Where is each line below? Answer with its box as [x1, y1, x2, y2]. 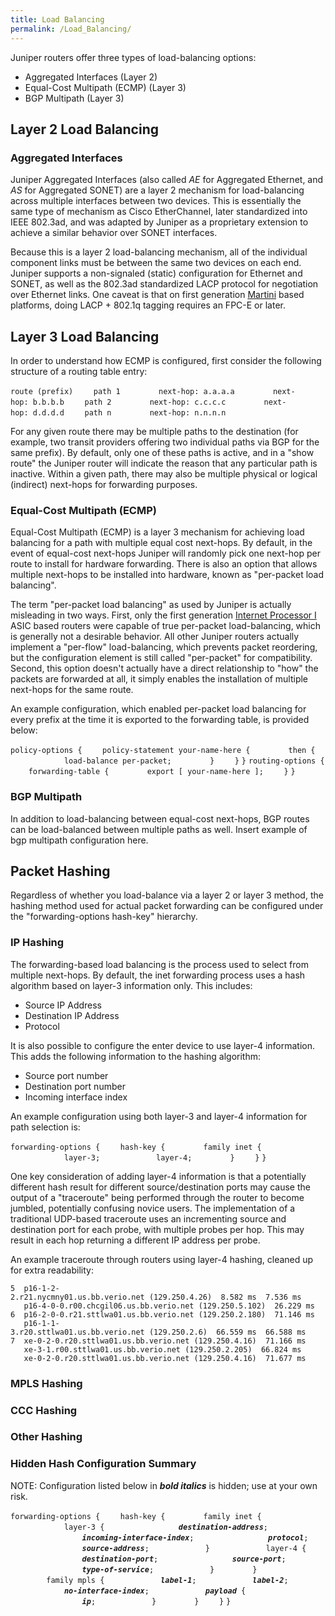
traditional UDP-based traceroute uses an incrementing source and [10, 1212, 287, 1225]
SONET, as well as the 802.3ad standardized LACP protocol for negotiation [10, 278, 319, 290]
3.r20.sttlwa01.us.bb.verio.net [10, 1327, 145, 1337]
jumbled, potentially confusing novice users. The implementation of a [10, 1202, 296, 1214]
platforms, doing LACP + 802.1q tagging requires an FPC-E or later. [10, 299, 286, 311]
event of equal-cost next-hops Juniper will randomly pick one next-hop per [10, 547, 321, 560]
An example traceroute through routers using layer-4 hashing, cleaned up [10, 1253, 314, 1265]
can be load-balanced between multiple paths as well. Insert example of [10, 823, 308, 835]
